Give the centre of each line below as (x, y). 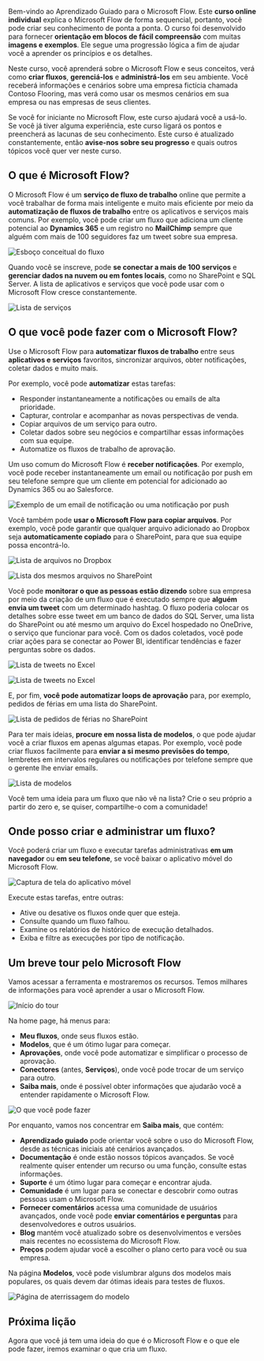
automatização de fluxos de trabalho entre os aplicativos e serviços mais (128, 211)
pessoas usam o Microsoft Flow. (72, 1199)
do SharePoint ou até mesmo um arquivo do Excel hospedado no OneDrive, (131, 624)
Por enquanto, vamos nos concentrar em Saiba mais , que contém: (116, 1125)
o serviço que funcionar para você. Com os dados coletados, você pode (126, 632)
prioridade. (37, 407)
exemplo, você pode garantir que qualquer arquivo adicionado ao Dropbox (129, 528)
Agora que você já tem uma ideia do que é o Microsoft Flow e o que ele (124, 1340)
